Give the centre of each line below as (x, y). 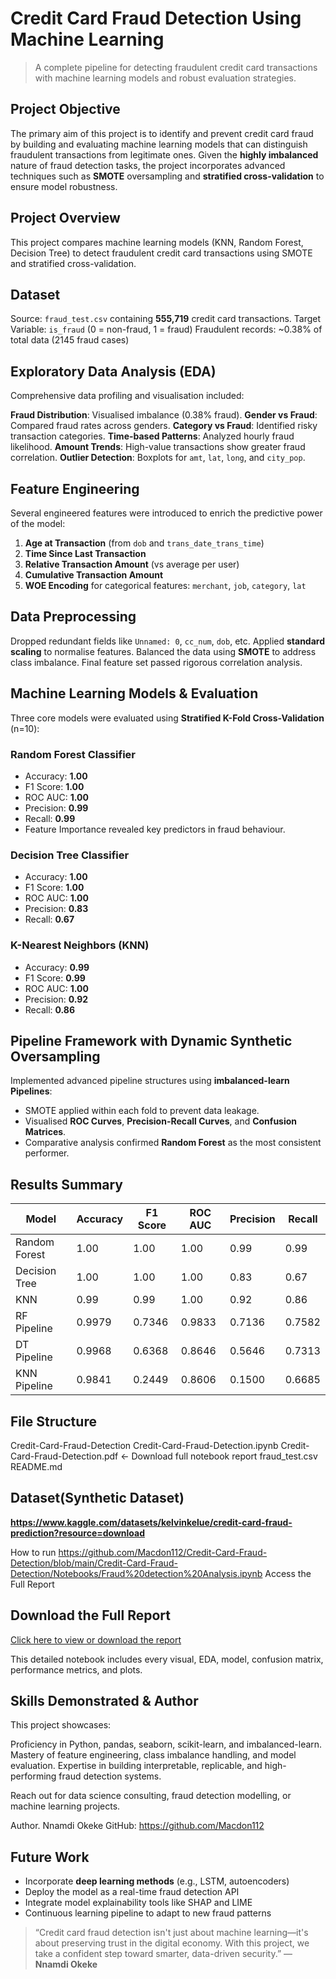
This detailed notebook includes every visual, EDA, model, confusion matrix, (167, 1659)
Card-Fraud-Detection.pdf (64, 1456)
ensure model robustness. (64, 186)
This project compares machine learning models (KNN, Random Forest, (157, 242)
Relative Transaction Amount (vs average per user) (132, 564)
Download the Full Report (91, 1615)
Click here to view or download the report (96, 1639)
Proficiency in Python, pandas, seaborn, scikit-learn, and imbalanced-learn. (166, 1744)
